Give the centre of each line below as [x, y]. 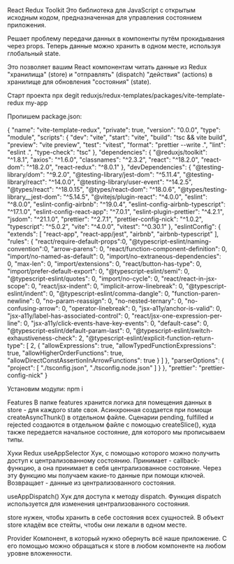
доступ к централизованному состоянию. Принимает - [90, 460]
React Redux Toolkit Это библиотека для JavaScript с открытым [101, 10]
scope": [19, 286]
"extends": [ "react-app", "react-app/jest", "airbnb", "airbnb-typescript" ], [113, 234]
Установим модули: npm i [45, 389]
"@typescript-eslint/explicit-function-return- [150, 338]
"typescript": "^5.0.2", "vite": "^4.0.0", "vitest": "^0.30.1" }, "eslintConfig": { [114, 226]
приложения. [27, 25]
